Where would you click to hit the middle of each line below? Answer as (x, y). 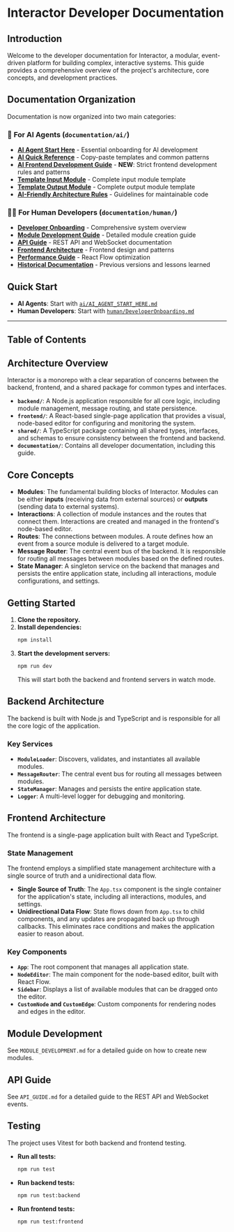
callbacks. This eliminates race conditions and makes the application (116, 927)
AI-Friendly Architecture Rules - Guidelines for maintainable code (113, 194)
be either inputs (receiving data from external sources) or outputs (112, 499)
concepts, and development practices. (62, 78)
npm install (34, 640)
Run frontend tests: (46, 1209)
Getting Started (41, 603)
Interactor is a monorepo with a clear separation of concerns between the (113, 380)
